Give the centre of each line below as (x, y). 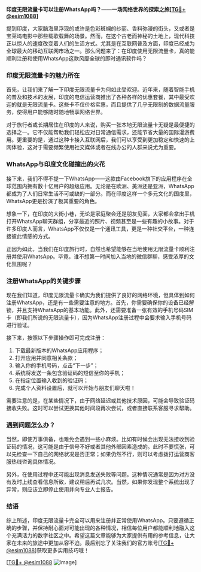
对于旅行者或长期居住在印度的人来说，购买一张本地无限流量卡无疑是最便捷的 (100, 125)
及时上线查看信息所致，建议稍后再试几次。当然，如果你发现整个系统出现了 (103, 482)
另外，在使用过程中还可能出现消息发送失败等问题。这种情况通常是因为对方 (98, 474)
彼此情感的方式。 (32, 236)
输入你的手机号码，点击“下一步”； (57, 365)
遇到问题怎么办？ (31, 425)
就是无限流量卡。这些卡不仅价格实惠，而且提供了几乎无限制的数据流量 (103, 105)
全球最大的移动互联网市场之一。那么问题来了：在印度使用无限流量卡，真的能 (100, 51)
